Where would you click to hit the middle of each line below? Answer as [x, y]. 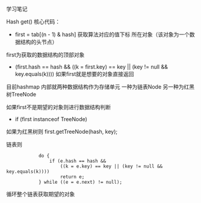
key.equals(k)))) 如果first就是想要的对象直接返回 [74, 74]
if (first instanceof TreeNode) [51, 119]
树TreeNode [21, 94]
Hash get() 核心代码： [33, 22]
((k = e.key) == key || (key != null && [111, 166]
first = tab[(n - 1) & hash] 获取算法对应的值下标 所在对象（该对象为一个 [102, 34]
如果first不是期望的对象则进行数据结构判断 [59, 107]
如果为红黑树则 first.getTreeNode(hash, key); [62, 132]
